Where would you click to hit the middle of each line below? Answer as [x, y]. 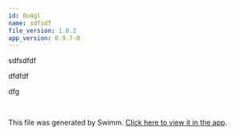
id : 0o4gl [25, 16]
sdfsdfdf [22, 61]
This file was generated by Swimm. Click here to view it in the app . [118, 123]
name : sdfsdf [30, 23]
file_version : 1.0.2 [43, 30]
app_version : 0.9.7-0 [44, 38]
